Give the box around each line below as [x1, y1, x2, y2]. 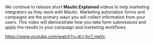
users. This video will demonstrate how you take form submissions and [5, 19, 146, 25]
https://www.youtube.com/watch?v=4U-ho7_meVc [5, 33, 106, 39]
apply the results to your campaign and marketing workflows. [5, 24, 127, 30]
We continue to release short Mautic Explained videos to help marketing [5, 4, 150, 10]
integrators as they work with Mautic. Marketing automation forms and [5, 9, 145, 15]
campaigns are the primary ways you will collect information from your [5, 14, 146, 20]
